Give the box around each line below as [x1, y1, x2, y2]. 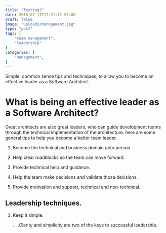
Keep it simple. [12, 212, 44, 218]
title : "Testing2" [5, 7, 44, 13]
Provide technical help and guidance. [12, 164, 90, 171]
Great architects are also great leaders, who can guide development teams [5, 124, 161, 130]
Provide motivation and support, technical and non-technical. [12, 184, 141, 190]
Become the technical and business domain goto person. [12, 145, 132, 151]
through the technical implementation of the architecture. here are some [5, 129, 156, 136]
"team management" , [14, 36, 56, 41]
